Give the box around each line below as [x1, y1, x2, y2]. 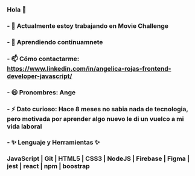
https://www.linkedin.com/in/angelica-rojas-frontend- [7, 64, 171, 73]
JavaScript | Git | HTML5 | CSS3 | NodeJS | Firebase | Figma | [7, 154, 190, 163]
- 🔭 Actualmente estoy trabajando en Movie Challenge [7, 21, 168, 30]
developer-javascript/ [7, 72, 72, 80]
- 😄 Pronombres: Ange [7, 88, 76, 96]
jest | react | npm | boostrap [7, 162, 90, 171]
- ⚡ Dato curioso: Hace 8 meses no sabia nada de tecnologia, [7, 105, 189, 113]
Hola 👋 [7, 5, 27, 14]
